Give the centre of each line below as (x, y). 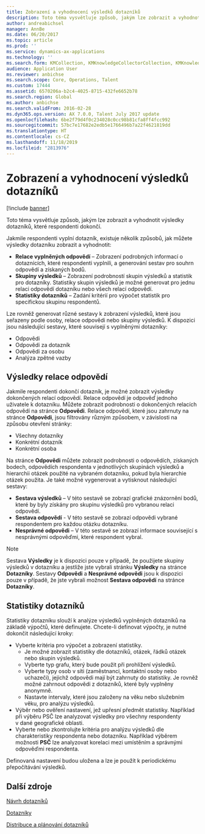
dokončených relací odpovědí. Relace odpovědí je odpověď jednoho (92, 398)
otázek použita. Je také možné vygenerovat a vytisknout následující (92, 480)
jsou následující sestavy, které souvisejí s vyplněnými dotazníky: (87, 326)
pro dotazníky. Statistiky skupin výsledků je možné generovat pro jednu (105, 282)
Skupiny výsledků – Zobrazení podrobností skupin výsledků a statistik (104, 276)
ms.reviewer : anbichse (35, 74)
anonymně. (38, 691)
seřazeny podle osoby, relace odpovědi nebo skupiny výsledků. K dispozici (101, 320)
